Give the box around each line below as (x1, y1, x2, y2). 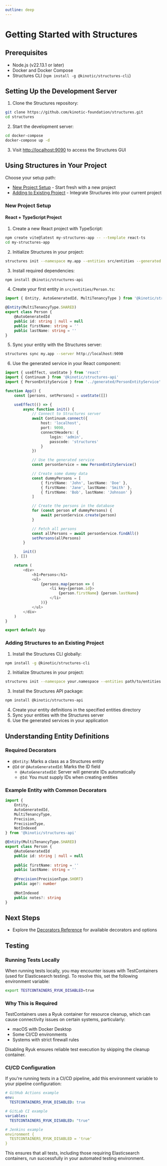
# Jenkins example (5, 1127, 43, 1132)
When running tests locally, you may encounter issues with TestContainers (5, 967, 158, 974)
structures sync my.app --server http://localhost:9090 (5, 352, 123, 357)
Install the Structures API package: (12, 688, 83, 694)
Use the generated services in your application (12, 718, 108, 724)
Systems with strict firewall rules (12, 1037, 80, 1043)
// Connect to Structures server (31, 411, 101, 416)
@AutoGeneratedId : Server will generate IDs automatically (19, 769, 136, 775)
